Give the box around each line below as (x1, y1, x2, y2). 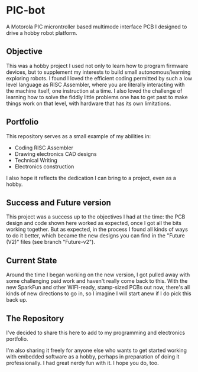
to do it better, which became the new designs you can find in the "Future (6, 232, 185, 239)
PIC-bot (6, 4, 46, 17)
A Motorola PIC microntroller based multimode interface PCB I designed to (6, 23, 187, 30)
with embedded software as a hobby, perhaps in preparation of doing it (6, 353, 180, 360)
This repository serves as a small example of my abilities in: (6, 132, 151, 139)
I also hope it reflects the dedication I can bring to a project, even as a (6, 174, 176, 181)
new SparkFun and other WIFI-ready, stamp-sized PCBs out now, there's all (6, 284, 190, 291)
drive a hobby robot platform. (6, 29, 78, 36)
